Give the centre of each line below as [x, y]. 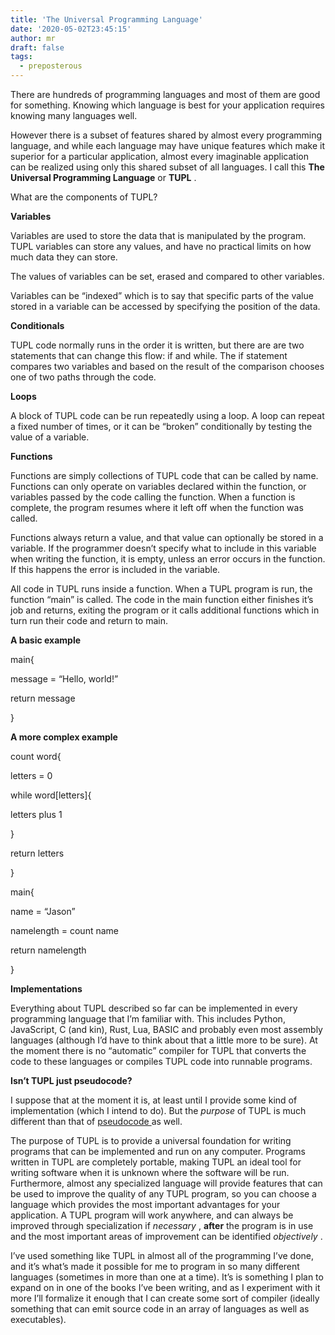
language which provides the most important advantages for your [145, 1204]
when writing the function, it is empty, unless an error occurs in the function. [168, 559]
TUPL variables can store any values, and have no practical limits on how [161, 246]
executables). [38, 1319]
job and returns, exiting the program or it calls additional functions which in [165, 610]
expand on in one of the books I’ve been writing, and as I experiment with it [165, 1287]
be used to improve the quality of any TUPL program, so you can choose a [163, 1194]
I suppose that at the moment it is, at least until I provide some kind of [154, 1100]
